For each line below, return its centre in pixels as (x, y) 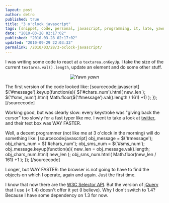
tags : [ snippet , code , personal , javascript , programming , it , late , (80, 29)
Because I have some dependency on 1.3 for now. (57, 195)
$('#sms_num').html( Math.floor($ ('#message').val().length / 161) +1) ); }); (81, 97)
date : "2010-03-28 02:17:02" (36, 33)
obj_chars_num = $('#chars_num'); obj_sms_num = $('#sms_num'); (75, 144)
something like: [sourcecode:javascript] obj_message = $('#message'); (79, 138)
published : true (22, 19)
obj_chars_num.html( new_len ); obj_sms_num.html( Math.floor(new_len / (81, 154)
